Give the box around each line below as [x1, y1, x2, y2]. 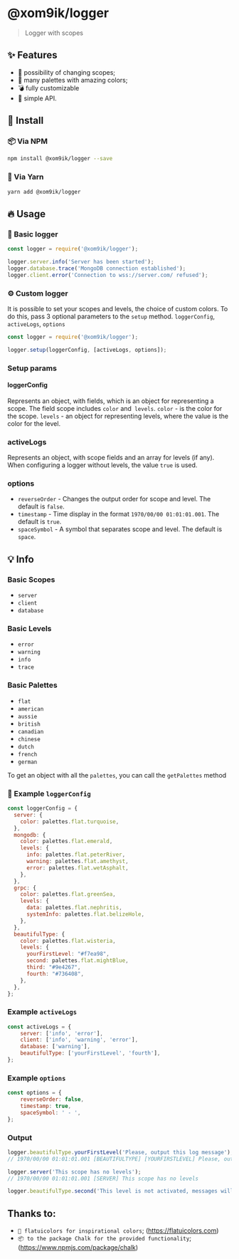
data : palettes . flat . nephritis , [26, 904, 122, 911]
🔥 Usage [7, 208, 46, 220]
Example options [7, 1073, 66, 1083]
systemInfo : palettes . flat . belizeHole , [26, 911, 144, 918]
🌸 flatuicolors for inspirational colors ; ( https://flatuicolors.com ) [17, 1226, 219, 1235]
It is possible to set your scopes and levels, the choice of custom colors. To [7, 304, 228, 313]
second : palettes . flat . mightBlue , [26, 957, 129, 964]
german [17, 758, 38, 766]
